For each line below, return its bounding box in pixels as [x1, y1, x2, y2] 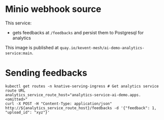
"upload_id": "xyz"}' [5, 110, 50, 115]
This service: [5, 20, 32, 26]
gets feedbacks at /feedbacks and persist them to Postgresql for [12, 29, 144, 35]
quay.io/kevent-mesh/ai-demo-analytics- [59, 45, 145, 50]
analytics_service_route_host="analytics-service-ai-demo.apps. [5, 92, 141, 98]
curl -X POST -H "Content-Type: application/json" [5, 101, 112, 106]
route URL [5, 88, 26, 93]
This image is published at [5, 44, 59, 50]
